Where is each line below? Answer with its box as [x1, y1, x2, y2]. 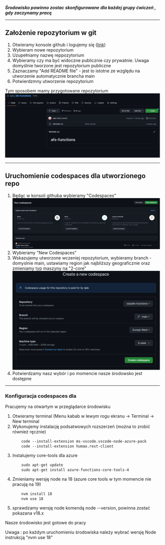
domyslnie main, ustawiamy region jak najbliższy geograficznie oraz [12, 260, 150, 266]
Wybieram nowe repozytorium [12, 47, 74, 53]
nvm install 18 [21, 491, 53, 496]
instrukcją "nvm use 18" [5, 535, 53, 541]
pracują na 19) [12, 482, 41, 488]
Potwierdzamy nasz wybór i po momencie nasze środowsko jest [12, 370, 142, 376]
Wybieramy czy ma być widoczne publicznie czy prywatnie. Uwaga [12, 57, 149, 63]
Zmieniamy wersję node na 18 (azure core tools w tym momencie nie [12, 476, 151, 482]
